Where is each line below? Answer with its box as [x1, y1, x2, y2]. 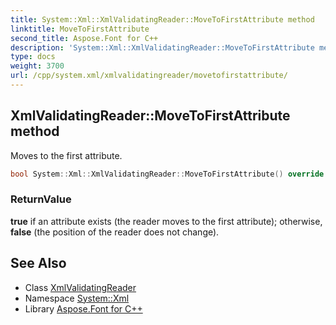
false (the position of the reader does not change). [10, 226, 220, 238]
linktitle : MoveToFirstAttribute [10, 24, 150, 34]
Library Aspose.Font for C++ [24, 302, 143, 315]
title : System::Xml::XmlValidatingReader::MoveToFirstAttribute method [10, 14, 315, 25]
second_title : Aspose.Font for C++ [10, 33, 159, 43]
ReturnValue [10, 192, 72, 206]
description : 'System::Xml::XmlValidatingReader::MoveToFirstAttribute [10, 42, 315, 53]
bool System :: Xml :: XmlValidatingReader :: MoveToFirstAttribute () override [10, 169, 325, 179]
